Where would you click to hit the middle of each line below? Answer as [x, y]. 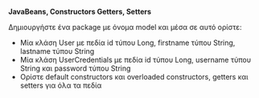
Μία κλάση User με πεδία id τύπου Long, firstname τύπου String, [127, 43]
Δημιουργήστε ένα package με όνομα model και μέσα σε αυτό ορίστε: [125, 27]
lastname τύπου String [57, 51]
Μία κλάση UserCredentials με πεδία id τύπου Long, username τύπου [136, 60]
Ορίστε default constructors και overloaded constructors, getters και [134, 77]
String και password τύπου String [75, 68]
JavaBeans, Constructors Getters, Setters [80, 12]
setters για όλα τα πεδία [61, 85]
